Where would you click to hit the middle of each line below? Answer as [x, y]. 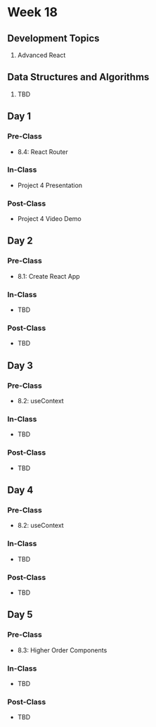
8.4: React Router [43, 151]
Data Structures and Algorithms [78, 77]
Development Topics [53, 38]
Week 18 [33, 12]
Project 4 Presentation [50, 185]
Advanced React [41, 55]
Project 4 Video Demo [50, 219]
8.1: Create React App [48, 276]
